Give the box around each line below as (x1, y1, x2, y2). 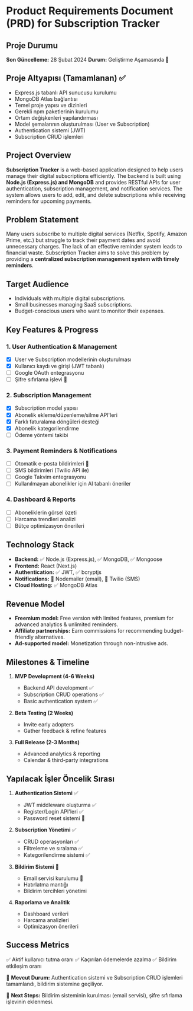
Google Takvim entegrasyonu (14, 473, 87, 481)
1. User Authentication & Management (6, 342, 117, 350)
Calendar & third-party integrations (23, 757, 109, 764)
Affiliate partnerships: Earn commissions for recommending (14, 627, 163, 634)
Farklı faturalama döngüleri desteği (14, 418, 100, 425)
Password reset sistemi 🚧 (23, 815, 86, 822)
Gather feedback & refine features (23, 728, 107, 735)
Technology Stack (6, 540, 74, 550)
